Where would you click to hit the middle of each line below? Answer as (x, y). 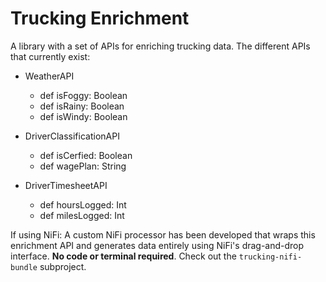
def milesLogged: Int (82, 215)
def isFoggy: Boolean (83, 95)
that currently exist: (50, 56)
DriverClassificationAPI (72, 136)
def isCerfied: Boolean (86, 155)
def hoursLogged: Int (83, 204)
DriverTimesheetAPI (66, 185)
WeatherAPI (49, 76)
